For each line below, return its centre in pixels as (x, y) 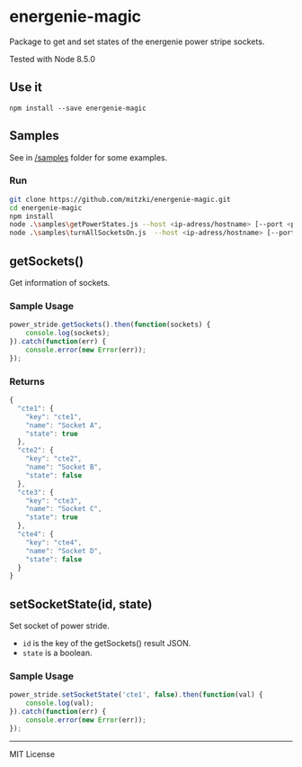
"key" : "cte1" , (54, 416)
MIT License (32, 753)
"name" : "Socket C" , (64, 509)
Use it (26, 87)
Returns (27, 381)
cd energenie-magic (46, 208)
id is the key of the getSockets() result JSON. (107, 644)
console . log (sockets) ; (68, 333)
